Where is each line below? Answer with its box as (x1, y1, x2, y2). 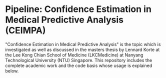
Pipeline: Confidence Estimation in (5, 3, 151, 15)
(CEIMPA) (5, 25, 46, 36)
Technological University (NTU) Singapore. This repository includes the (5, 57, 152, 63)
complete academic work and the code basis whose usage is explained (5, 62, 152, 68)
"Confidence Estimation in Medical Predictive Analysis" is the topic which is (5, 41, 161, 47)
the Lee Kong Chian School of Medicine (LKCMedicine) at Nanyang (5, 51, 143, 58)
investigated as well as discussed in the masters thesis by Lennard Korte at (5, 46, 160, 52)
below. (5, 67, 19, 73)
